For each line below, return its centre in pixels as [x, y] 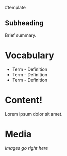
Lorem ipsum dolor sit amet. [34, 114]
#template [16, 7]
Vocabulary [30, 55]
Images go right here [27, 148]
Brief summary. [21, 35]
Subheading [24, 23]
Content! [24, 100]
